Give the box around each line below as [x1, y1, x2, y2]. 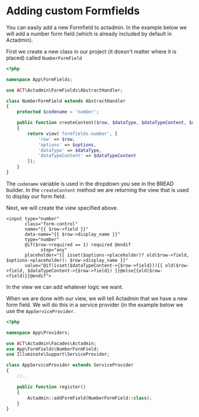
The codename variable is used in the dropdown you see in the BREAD [6, 180, 174, 187]
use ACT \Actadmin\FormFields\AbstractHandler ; [6, 87, 123, 93]
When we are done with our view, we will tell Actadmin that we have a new [6, 295, 188, 302]
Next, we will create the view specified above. [6, 204, 118, 211]
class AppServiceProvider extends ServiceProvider [6, 362, 134, 368]
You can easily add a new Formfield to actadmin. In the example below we [6, 24, 187, 31]
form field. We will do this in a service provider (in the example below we [6, 301, 184, 308]
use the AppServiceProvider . [6, 307, 75, 314]
